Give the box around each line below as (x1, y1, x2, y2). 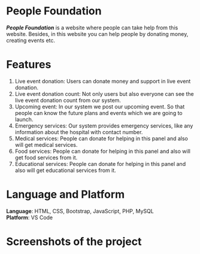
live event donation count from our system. (14, 96, 122, 104)
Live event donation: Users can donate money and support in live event (14, 77, 191, 84)
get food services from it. (14, 154, 78, 161)
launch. (14, 116, 34, 123)
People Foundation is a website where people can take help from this (6, 24, 178, 31)
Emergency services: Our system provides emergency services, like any (14, 122, 193, 129)
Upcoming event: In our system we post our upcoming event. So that (14, 103, 185, 110)
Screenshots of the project (6, 235, 142, 248)
